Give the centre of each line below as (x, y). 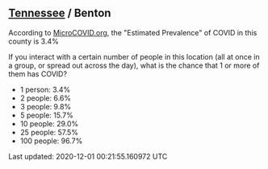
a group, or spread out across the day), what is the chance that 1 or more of (134, 65)
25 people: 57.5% (49, 132)
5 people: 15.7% (47, 115)
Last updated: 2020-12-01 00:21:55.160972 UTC (88, 156)
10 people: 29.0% (49, 123)
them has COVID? (38, 74)
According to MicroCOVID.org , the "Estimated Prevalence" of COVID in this (133, 32)
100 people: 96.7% (51, 141)
